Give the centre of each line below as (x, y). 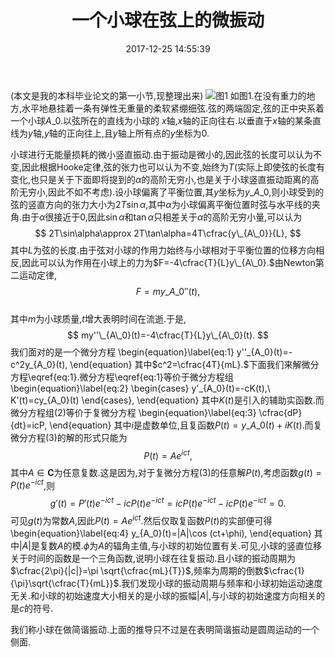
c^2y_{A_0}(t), (39, 364)
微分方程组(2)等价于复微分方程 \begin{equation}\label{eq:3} (133, 412)
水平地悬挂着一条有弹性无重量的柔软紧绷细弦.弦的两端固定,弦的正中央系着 (173, 108)
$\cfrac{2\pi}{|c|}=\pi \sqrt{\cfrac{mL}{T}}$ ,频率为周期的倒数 (137, 570)
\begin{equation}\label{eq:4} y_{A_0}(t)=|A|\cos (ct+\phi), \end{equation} (161, 533)
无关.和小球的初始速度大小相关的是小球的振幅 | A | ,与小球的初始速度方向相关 (163, 595)
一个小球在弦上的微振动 (168, 20)
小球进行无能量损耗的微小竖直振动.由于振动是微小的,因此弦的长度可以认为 (162, 154)
